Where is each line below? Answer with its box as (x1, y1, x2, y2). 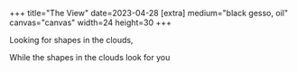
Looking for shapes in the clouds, (9, 35, 134, 45)
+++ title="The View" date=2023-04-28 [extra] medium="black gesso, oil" (9, 8, 289, 18)
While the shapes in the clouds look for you (9, 52, 171, 62)
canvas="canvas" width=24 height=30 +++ (9, 17, 172, 28)
